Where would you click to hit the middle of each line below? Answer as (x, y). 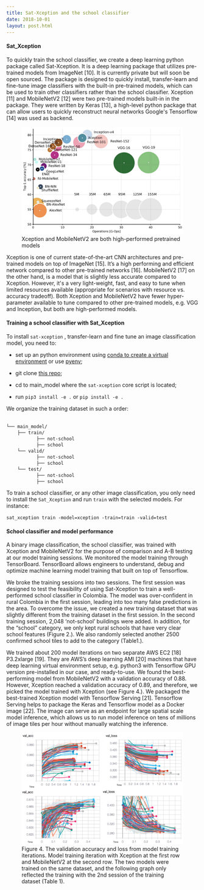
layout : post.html (30, 26)
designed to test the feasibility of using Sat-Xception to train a (84, 589)
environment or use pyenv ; (49, 361)
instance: (18, 506)
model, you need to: (31, 343)
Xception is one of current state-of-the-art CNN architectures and (89, 257)
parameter (19, 303)
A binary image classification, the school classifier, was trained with (91, 545)
